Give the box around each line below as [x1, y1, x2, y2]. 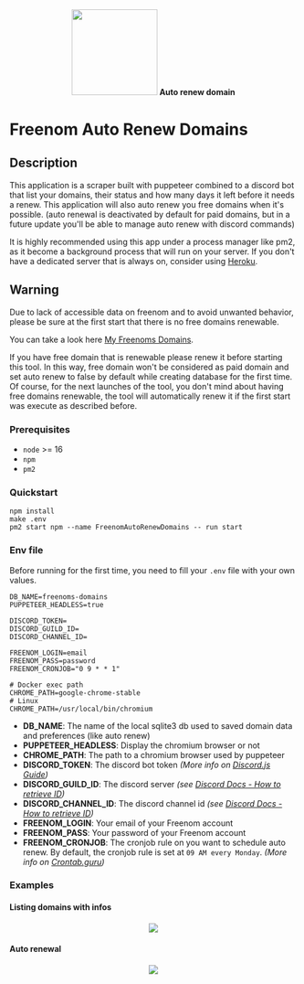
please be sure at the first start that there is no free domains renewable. [9, 316, 280, 327]
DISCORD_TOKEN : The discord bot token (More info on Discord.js [22, 759, 271, 770]
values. [9, 574, 37, 585]
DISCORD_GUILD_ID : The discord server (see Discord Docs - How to [22, 778, 281, 789]
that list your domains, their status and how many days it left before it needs [9, 189, 295, 200]
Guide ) [22, 768, 48, 780]
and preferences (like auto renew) [22, 730, 151, 741]
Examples [9, 879, 55, 892]
